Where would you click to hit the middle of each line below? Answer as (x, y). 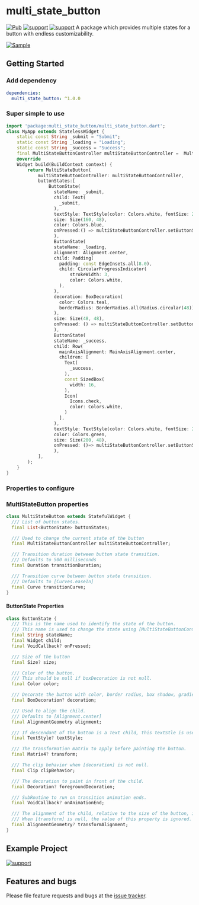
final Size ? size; (34, 662)
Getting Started (35, 64)
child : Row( (68, 346)
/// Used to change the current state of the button (78, 538)
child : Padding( (74, 258)
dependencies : (24, 93)
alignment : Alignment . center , (91, 252)
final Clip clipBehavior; (44, 770)
